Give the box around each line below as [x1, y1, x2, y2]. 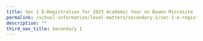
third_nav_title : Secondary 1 [6, 25, 83, 32]
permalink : [6, 14, 34, 20]
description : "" [6, 20, 47, 26]
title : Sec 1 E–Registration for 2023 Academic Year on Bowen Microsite [6, 8, 193, 15]
